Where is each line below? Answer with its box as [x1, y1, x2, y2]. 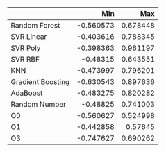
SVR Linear [10, 32, 47, 41]
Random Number [10, 100, 67, 109]
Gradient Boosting [10, 77, 70, 86]
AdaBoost [10, 88, 43, 98]
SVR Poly [10, 43, 41, 53]
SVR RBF [10, 55, 40, 64]
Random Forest [10, 21, 60, 30]
